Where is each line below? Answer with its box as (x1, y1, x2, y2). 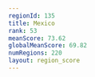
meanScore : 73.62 (8, 34, 66, 43)
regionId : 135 (8, 11, 56, 20)
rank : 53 (8, 26, 38, 34)
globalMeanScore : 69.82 (8, 42, 88, 50)
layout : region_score (8, 57, 81, 65)
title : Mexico (8, 19, 56, 27)
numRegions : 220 (8, 49, 62, 57)
